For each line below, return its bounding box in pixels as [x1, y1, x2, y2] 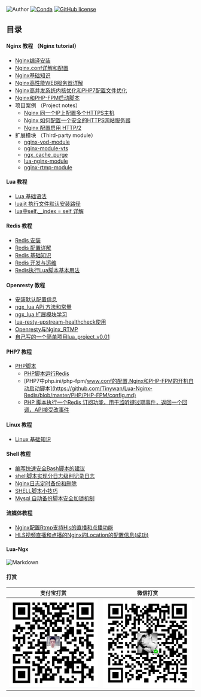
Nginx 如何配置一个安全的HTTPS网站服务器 [23, 117, 131, 124]
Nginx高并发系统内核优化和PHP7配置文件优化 [14, 87, 127, 94]
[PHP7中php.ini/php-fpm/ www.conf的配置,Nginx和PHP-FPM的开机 [23, 378, 189, 385]
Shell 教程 [6, 451, 31, 458]
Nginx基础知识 [14, 72, 51, 79]
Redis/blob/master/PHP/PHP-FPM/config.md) [23, 392, 136, 399]
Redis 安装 [14, 237, 41, 244]
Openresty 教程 [6, 281, 45, 288]
